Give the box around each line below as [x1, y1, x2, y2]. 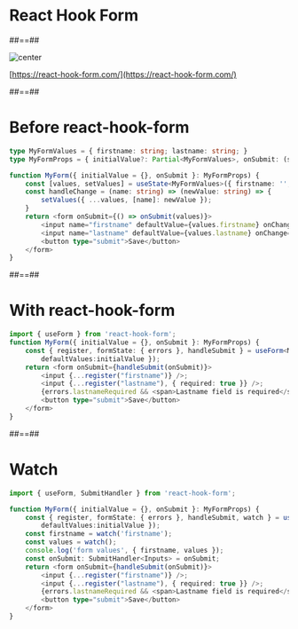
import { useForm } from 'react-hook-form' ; [9, 330, 176, 339]
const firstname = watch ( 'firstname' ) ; [25, 530, 173, 539]
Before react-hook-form [9, 117, 190, 138]
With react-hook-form [9, 301, 176, 320]
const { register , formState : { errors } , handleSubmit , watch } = [25, 513, 279, 522]
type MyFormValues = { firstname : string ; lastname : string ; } [9, 146, 248, 155]
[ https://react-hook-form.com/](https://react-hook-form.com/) [9, 68, 237, 80]
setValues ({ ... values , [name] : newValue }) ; [41, 196, 213, 205]
